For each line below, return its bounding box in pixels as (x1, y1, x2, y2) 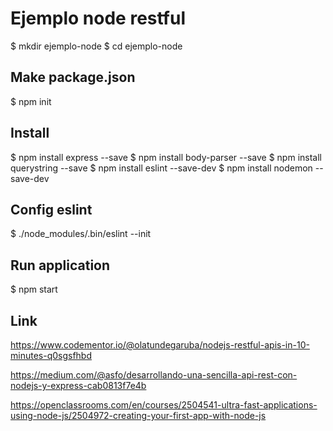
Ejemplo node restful (10, 7, 187, 30)
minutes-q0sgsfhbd (10, 350, 93, 361)
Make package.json (10, 69, 136, 86)
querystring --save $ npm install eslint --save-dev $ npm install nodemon (10, 162, 313, 174)
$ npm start (10, 283, 58, 296)
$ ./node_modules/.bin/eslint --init (10, 228, 152, 240)
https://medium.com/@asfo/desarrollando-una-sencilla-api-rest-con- (10, 369, 298, 381)
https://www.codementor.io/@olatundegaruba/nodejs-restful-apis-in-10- (10, 339, 310, 351)
